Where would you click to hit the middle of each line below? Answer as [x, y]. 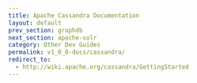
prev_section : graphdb [45, 30]
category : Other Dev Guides [55, 45]
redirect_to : [30, 60]
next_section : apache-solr [53, 38]
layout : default [35, 23]
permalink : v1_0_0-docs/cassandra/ [67, 52]
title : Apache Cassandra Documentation [74, 15]
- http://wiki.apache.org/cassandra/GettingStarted [102, 67]
